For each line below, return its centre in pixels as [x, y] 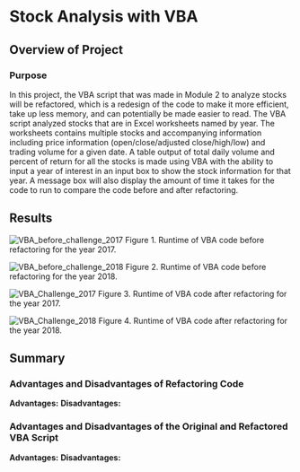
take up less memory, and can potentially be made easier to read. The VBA [148, 113]
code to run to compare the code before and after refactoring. [124, 189]
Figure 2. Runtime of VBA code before [196, 267]
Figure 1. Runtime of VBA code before [195, 240]
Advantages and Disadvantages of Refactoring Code [127, 384]
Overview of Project [66, 50]
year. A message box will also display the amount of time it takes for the [142, 180]
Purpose [28, 75]
